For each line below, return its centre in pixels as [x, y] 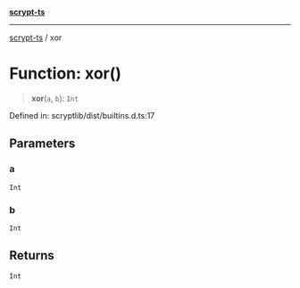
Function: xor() [66, 74]
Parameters [42, 144]
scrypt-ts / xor [36, 37]
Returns [32, 255]
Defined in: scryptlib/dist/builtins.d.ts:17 [82, 115]
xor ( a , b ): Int [54, 98]
